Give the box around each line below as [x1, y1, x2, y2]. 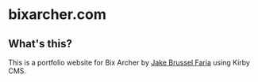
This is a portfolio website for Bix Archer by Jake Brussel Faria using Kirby [8, 58, 250, 67]
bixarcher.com [8, 6, 107, 24]
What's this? [8, 37, 73, 50]
